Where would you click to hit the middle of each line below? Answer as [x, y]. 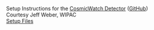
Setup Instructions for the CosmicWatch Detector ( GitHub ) [77, 9]
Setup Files [20, 21]
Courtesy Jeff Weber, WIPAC [41, 15]
